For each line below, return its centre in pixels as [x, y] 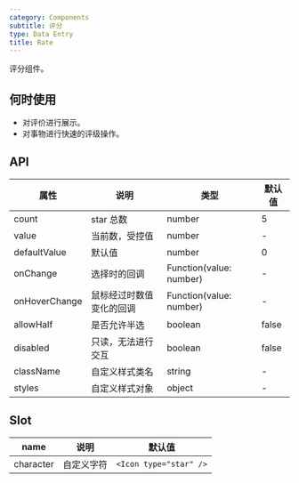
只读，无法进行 [122, 342]
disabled [32, 348]
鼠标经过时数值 [122, 294]
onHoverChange [48, 301]
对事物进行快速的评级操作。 [73, 133]
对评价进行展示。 [53, 123]
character [34, 463]
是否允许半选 [117, 325]
